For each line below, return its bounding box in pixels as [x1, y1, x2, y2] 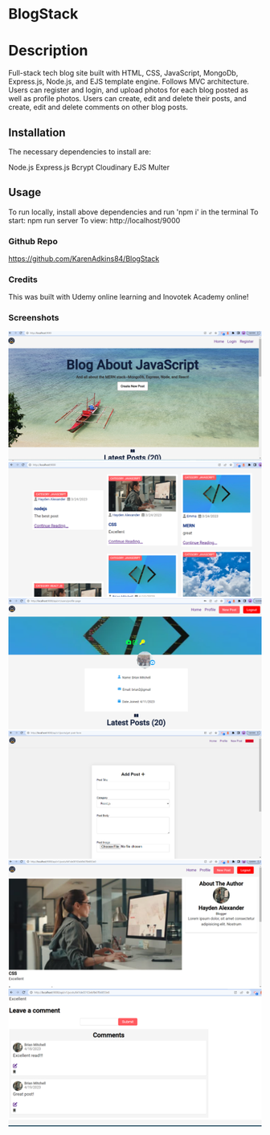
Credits [8, 274, 38, 285]
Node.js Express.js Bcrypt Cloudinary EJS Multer [8, 162, 170, 172]
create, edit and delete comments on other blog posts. [8, 102, 189, 112]
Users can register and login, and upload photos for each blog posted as [8, 85, 249, 95]
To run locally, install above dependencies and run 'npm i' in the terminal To [8, 206, 259, 217]
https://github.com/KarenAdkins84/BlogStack [8, 254, 160, 263]
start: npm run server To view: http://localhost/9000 [8, 215, 181, 225]
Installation [8, 125, 66, 139]
